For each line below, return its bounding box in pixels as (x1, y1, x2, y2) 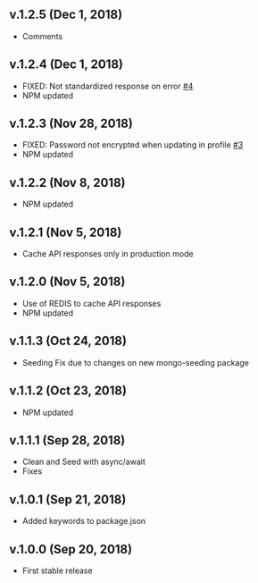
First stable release (21, 565, 93, 576)
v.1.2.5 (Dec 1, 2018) (9, 7, 123, 22)
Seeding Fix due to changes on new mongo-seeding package (21, 357, 250, 368)
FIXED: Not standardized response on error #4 (21, 80, 194, 91)
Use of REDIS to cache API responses (21, 298, 162, 308)
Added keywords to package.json (21, 516, 146, 527)
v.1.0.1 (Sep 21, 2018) (9, 492, 127, 507)
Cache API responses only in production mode (21, 249, 194, 259)
